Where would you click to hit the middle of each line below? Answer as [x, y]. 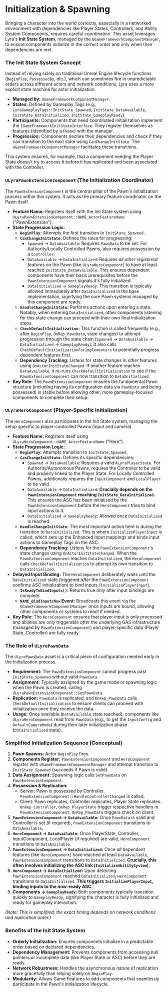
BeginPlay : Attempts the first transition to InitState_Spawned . [82, 232]
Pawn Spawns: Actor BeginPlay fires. [51, 754]
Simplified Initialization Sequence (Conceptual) [64, 743]
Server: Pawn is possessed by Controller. [62, 791]
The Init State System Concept [43, 62]
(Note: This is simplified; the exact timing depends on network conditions [80, 912]
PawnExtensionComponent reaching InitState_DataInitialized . [91, 494]
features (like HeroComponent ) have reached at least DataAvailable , [80, 855]
